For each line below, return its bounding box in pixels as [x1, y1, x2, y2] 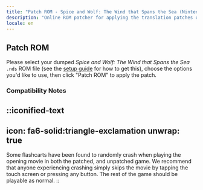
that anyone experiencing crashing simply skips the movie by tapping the [6, 164, 188, 171]
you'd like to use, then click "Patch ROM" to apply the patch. [6, 71, 157, 79]
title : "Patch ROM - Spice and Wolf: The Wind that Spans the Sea [6, 8, 177, 15]
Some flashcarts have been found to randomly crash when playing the [6, 151, 181, 159]
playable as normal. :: [6, 177, 60, 185]
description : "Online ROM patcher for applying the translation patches [6, 15, 193, 21]
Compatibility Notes [6, 87, 66, 95]
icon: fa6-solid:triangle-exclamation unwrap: [6, 125, 180, 136]
